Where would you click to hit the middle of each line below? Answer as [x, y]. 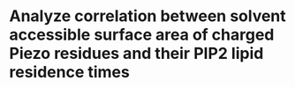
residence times [69, 72]
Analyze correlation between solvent [148, 16]
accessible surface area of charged [142, 35]
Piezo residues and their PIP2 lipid [136, 54]
